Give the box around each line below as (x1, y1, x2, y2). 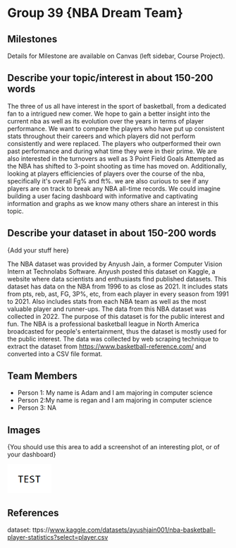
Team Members (7, 370, 77, 382)
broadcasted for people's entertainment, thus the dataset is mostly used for (7, 327, 227, 336)
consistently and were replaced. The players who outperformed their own (7, 139, 221, 147)
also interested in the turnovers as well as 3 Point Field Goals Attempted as (7, 154, 225, 163)
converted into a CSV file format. (7, 349, 103, 358)
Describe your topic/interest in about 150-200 (7, 72, 213, 84)
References (7, 506, 59, 519)
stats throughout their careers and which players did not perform (7, 132, 196, 140)
